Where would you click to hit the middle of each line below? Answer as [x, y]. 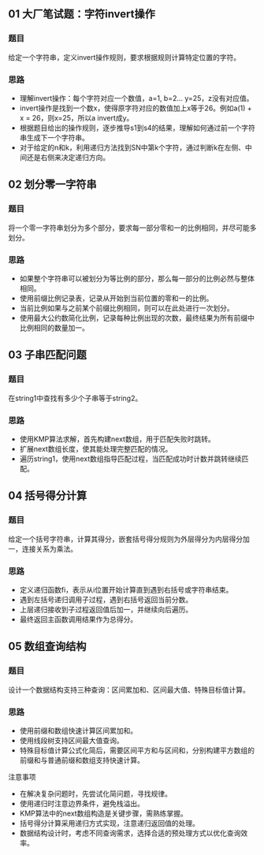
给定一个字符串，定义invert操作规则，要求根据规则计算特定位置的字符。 [125, 57]
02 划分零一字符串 [52, 185]
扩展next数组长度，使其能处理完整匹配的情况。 [96, 448]
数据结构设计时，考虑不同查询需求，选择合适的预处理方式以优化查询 [130, 833]
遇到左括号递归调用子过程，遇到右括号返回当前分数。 [106, 599]
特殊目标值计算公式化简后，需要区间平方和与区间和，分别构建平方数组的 [137, 750]
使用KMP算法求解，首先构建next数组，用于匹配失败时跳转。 [117, 439]
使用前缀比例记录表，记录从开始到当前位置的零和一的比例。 [116, 298]
